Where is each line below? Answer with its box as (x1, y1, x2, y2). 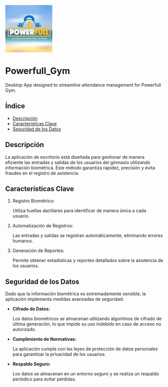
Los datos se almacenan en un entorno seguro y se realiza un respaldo (12, 371, 159, 377)
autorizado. (12, 327, 37, 333)
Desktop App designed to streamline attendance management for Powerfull (5, 82, 161, 88)
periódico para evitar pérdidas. (12, 376, 77, 382)
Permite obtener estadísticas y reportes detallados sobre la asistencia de (12, 257, 163, 264)
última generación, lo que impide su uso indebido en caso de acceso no (12, 321, 161, 327)
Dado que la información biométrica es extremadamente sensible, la (5, 291, 146, 297)
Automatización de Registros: (12, 223, 74, 229)
